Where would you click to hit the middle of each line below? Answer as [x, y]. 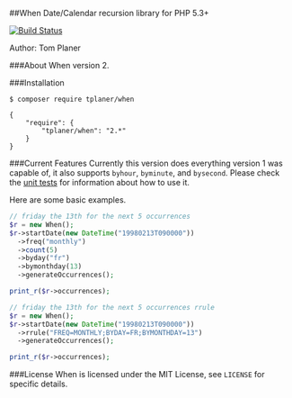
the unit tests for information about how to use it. [100, 182]
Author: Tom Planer [45, 48]
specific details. [39, 384]
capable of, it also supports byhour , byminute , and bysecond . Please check [145, 173]
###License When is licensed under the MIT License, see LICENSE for [137, 375]
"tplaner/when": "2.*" [84, 131]
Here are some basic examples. [68, 200]
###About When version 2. [59, 65]
